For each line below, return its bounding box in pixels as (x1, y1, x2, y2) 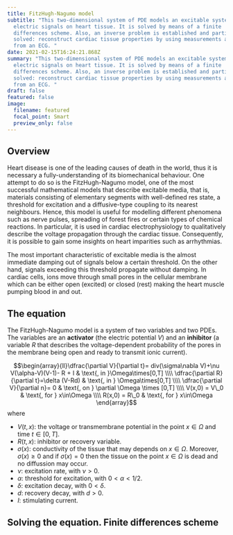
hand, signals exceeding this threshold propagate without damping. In (7, 265, 207, 274)
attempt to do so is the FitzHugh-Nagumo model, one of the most (7, 178, 194, 187)
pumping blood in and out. (7, 288, 83, 296)
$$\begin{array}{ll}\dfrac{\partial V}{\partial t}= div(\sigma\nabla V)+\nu (13, 362, 220, 370)
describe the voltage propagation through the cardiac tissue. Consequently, (7, 230, 224, 238)
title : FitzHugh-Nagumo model (7, 10, 95, 17)
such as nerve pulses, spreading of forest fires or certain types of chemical (7, 216, 223, 224)
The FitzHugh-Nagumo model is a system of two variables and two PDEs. (7, 326, 217, 335)
